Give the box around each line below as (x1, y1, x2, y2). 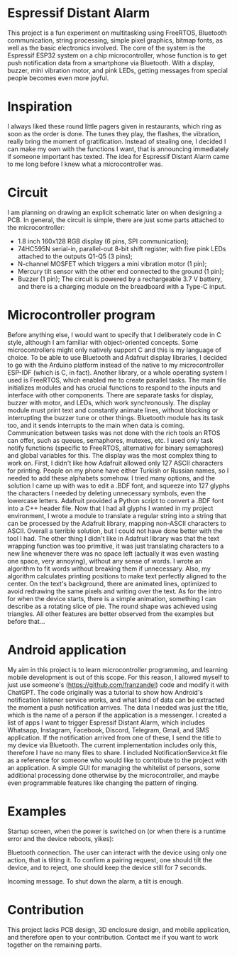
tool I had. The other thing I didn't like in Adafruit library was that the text (7, 534, 220, 542)
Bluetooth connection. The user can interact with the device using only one (7, 848, 227, 857)
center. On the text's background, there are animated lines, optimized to (7, 579, 218, 588)
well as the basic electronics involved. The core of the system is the (7, 43, 206, 52)
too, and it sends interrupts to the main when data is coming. (7, 421, 185, 429)
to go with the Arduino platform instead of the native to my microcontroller (7, 361, 224, 369)
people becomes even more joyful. (7, 73, 109, 82)
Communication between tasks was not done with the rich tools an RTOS (7, 428, 221, 437)
